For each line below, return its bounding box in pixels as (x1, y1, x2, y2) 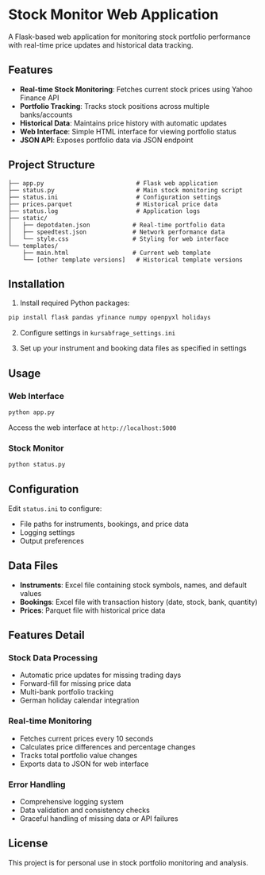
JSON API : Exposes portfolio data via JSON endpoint (19, 135, 194, 145)
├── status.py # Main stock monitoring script (8, 186, 244, 194)
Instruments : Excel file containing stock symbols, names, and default (19, 580, 248, 590)
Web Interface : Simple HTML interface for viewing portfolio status (19, 126, 236, 136)
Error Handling (8, 779, 66, 790)
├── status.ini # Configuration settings (8, 193, 222, 201)
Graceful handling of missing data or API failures (19, 813, 179, 823)
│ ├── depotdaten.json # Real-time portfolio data (8, 221, 225, 229)
